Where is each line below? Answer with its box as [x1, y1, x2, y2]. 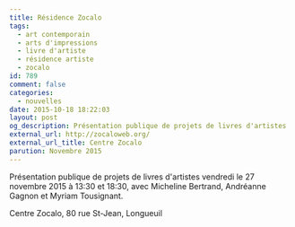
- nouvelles [17, 96, 63, 106]
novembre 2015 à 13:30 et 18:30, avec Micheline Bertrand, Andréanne [9, 180, 266, 191]
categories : [9, 88, 54, 97]
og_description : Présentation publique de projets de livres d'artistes [9, 122, 287, 131]
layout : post [9, 113, 58, 122]
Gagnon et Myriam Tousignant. [9, 190, 124, 201]
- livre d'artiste [17, 47, 87, 56]
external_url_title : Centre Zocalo [9, 138, 143, 147]
